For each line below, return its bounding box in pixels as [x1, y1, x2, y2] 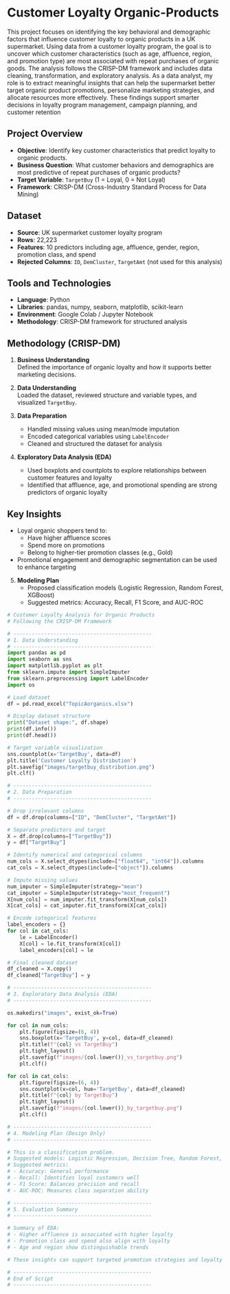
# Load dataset [7, 693, 51, 701]
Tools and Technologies [7, 277, 112, 289]
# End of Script [7, 1275, 54, 1282]
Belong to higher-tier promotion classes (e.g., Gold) [27, 548, 173, 557]
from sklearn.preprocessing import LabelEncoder [7, 675, 149, 682]
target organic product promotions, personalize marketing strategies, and [7, 86, 215, 94]
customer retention [7, 108, 61, 116]
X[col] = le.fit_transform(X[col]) [19, 940, 122, 947]
